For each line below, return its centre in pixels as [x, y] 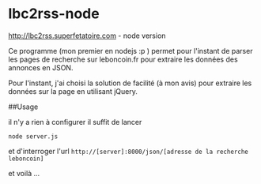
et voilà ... [24, 173]
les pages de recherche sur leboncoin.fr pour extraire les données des [123, 59]
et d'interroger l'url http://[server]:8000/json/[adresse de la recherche [129, 151]
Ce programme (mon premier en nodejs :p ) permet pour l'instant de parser [130, 51]
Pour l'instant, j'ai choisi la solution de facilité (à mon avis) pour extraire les [130, 83]
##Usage [23, 107]
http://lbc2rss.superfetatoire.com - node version [87, 36]
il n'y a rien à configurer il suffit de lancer [75, 122]
